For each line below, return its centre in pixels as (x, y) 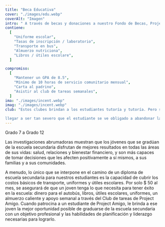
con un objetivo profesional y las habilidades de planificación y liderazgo (79, 214)
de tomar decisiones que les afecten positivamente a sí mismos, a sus (76, 157)
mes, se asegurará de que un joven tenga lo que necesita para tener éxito (80, 188)
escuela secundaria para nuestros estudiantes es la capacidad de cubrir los (82, 177)
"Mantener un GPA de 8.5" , (41, 78)
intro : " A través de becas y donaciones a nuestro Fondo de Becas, (77, 23)
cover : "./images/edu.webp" (34, 14)
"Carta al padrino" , (35, 87)
